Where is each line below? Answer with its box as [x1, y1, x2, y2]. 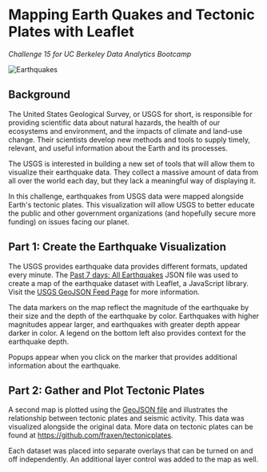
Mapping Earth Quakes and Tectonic [8, 6, 255, 24]
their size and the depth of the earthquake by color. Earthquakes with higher [8, 311, 260, 321]
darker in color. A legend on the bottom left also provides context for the [8, 328, 246, 337]
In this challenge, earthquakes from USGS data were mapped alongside [8, 191, 244, 201]
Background [8, 88, 70, 102]
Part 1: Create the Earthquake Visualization [8, 240, 226, 254]
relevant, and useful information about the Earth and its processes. [8, 143, 228, 153]
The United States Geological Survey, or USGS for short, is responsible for [8, 109, 253, 119]
